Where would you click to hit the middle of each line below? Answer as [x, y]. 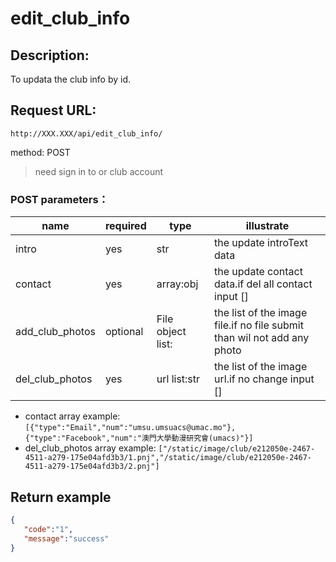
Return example [61, 497]
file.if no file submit [259, 325]
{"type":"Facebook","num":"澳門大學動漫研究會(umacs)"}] [139, 438]
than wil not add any [262, 338]
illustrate [267, 226]
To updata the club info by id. [71, 79]
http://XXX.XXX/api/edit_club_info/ [86, 133]
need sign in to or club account [99, 171]
